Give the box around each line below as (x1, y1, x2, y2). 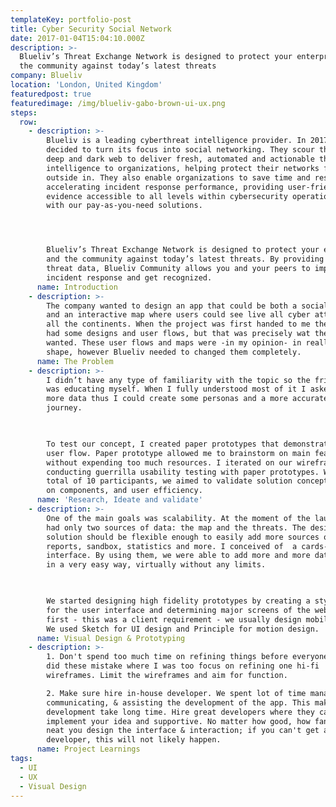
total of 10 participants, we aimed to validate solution (46, 476, 293, 486)
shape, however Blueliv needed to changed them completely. (46, 347, 302, 357)
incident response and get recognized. (46, 272, 213, 283)
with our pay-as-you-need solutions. (46, 201, 203, 211)
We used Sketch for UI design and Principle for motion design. (46, 624, 320, 634)
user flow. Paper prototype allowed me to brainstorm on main (46, 448, 311, 458)
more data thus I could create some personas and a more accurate (46, 394, 329, 404)
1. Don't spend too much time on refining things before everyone (46, 652, 329, 662)
